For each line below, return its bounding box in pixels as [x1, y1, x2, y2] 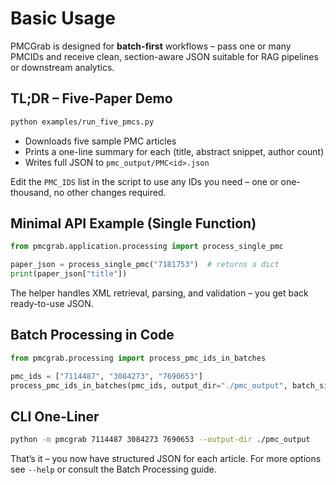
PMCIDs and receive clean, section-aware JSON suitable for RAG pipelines [10, 50, 319, 62]
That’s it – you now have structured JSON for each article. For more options [10, 453, 322, 465]
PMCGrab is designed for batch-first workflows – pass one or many [10, 40, 292, 52]
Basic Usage [10, 7, 116, 30]
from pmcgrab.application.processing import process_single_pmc [10, 242, 284, 252]
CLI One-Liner [10, 408, 100, 425]
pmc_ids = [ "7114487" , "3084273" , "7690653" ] [10, 371, 203, 381]
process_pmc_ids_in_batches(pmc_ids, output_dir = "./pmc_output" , [10, 380, 288, 391]
